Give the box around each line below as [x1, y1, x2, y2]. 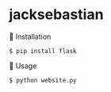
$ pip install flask [9, 47, 78, 55]
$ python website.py [9, 76, 78, 84]
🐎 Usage [9, 61, 37, 71]
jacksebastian [9, 6, 104, 24]
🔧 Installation [9, 32, 52, 41]
